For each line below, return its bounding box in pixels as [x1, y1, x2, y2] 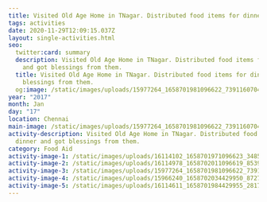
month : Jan [8, 100, 44, 108]
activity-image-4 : [8, 174, 69, 183]
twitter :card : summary [15, 49, 91, 56]
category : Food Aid [8, 145, 73, 153]
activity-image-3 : [8, 167, 69, 175]
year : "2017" [8, 93, 52, 101]
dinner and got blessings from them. [15, 137, 141, 146]
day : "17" [8, 108, 41, 116]
